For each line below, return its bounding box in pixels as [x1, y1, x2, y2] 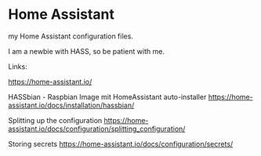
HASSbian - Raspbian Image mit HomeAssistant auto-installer [8, 92, 207, 101]
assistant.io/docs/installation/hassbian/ [8, 100, 135, 110]
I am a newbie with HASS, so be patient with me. [8, 46, 165, 56]
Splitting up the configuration [8, 115, 103, 125]
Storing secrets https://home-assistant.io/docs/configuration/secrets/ [8, 139, 234, 148]
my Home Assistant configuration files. [8, 31, 133, 41]
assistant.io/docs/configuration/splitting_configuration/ [8, 124, 186, 133]
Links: [8, 61, 27, 71]
